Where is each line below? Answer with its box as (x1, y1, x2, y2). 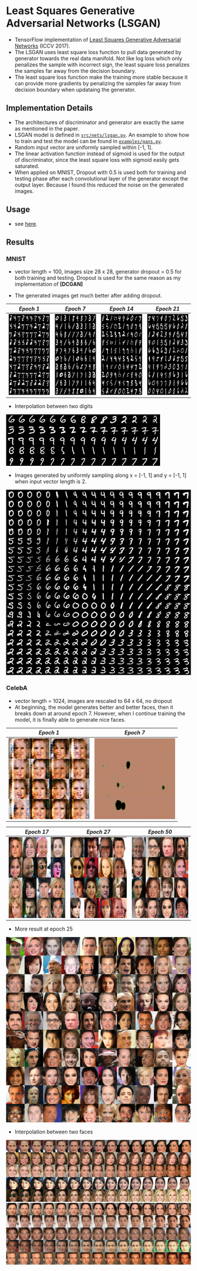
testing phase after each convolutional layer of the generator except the (14, 175, 188, 182)
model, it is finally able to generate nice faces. (14, 716, 126, 723)
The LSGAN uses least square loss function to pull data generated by (14, 48, 182, 55)
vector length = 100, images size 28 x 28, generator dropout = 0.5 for (14, 268, 182, 275)
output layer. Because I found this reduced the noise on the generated (14, 181, 184, 188)
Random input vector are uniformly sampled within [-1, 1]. (14, 144, 153, 151)
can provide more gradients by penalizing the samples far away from (14, 79, 181, 86)
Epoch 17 (25, 828, 49, 835)
